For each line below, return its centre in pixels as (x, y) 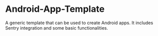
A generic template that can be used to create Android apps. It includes (79, 23)
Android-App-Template (55, 9)
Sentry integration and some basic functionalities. (57, 28)
